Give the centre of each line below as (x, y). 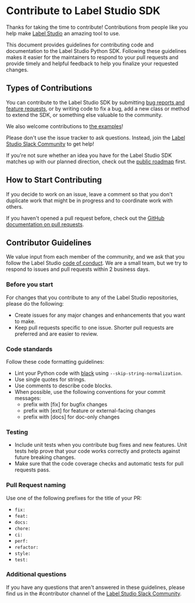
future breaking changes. (45, 457)
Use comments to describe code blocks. (63, 386)
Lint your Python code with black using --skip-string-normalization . (98, 373)
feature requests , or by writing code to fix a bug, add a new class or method (98, 108)
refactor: (27, 547)
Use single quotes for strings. (50, 379)
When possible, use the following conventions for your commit (90, 391)
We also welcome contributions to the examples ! (65, 126)
